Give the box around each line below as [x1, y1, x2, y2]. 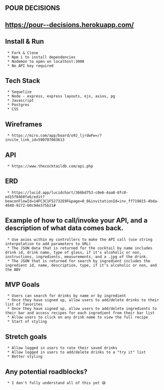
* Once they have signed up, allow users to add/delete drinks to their [7, 298, 160, 303]
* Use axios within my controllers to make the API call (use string [7, 237, 153, 242]
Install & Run [5, 37, 44, 46]
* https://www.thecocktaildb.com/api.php [7, 164, 93, 169]
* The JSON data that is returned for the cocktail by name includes [7, 246, 153, 251]
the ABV [5, 267, 21, 272]
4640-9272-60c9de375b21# [5, 203, 56, 208]
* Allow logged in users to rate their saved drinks [7, 346, 118, 351]
